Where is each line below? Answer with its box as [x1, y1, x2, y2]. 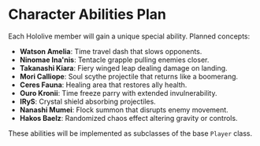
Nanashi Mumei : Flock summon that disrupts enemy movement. [19, 104, 228, 115]
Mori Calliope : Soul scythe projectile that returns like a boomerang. [19, 71, 239, 81]
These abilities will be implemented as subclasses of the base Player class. [8, 128, 253, 138]
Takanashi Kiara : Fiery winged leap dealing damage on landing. [19, 63, 228, 72]
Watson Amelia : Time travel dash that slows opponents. [19, 46, 202, 56]
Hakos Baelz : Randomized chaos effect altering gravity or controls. [19, 113, 238, 122]
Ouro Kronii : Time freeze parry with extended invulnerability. [19, 88, 217, 97]
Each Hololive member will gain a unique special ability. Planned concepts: [8, 31, 251, 41]
